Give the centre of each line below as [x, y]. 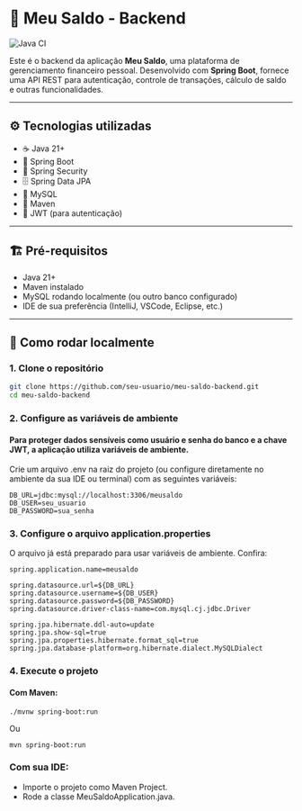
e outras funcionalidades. [56, 89]
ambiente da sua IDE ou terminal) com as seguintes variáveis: [123, 479]
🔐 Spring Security [55, 171]
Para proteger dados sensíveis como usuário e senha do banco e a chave [148, 439]
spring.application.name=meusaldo [74, 570]
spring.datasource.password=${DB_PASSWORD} [92, 601]
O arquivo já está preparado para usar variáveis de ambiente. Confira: [138, 554]
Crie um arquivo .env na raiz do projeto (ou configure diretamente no [137, 469]
